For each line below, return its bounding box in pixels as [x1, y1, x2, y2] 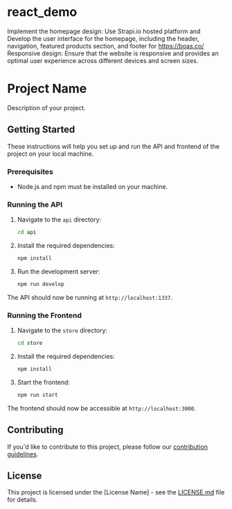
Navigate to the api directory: [17, 215, 102, 224]
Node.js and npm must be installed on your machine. [17, 182, 168, 190]
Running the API [7, 199, 63, 209]
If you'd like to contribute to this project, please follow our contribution [7, 443, 208, 451]
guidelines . [7, 449, 39, 458]
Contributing [7, 424, 64, 436]
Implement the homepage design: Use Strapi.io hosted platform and [7, 27, 201, 35]
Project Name [7, 81, 87, 97]
